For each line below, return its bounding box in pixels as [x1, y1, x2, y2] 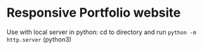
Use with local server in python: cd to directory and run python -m [6, 28, 197, 36]
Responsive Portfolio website [6, 5, 181, 21]
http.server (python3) [6, 35, 72, 43]
